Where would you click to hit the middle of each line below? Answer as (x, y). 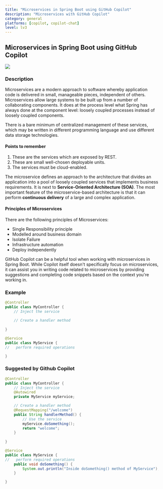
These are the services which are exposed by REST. (64, 157)
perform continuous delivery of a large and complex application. (70, 198)
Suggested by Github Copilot (40, 369)
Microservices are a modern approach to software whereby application (76, 90)
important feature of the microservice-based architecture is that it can (75, 192)
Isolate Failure (26, 239)
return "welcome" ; (41, 428)
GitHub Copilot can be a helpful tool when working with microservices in (78, 259)
